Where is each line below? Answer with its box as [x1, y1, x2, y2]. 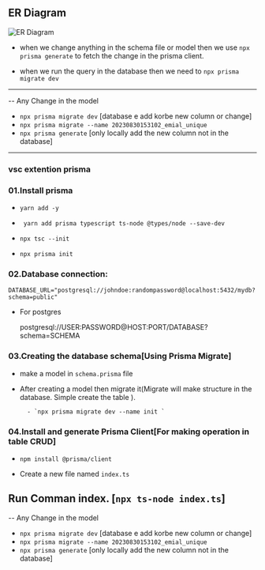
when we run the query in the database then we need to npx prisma [19, 66, 239, 76]
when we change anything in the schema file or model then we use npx [19, 43, 250, 52]
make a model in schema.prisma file [19, 368, 133, 378]
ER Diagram [8, 6, 67, 20]
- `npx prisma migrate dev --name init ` [27, 407, 166, 416]
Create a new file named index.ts [19, 469, 130, 478]
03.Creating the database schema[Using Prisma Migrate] [8, 351, 232, 362]
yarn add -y [19, 205, 59, 213]
